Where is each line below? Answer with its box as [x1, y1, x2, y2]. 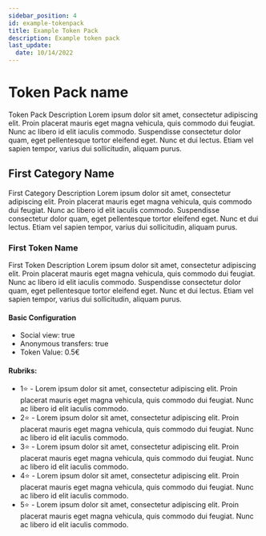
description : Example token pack [8, 34, 120, 42]
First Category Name [8, 167, 115, 181]
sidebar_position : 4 [8, 11, 78, 20]
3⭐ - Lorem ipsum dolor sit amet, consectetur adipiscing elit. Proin [19, 442, 240, 452]
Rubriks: [8, 366, 38, 375]
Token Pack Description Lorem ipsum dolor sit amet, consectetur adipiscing [8, 110, 259, 119]
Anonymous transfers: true [19, 339, 109, 349]
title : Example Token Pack [8, 26, 99, 34]
